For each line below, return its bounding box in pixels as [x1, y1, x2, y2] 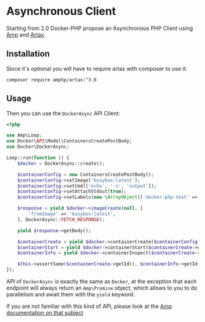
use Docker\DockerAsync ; [6, 144, 70, 150]
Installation [6, 49, 50, 59]
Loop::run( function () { [6, 155, 70, 161]
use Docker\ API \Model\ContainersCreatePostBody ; [6, 138, 132, 144]
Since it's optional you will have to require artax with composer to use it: [6, 65, 187, 72]
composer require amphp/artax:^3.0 [6, 76, 97, 83]
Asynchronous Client [6, 4, 116, 18]
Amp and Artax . [6, 31, 46, 38]
